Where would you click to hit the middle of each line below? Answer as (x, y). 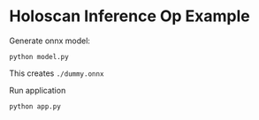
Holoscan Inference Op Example (129, 16)
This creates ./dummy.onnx (57, 73)
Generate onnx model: (50, 41)
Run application (38, 90)
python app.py (35, 106)
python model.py (39, 56)
